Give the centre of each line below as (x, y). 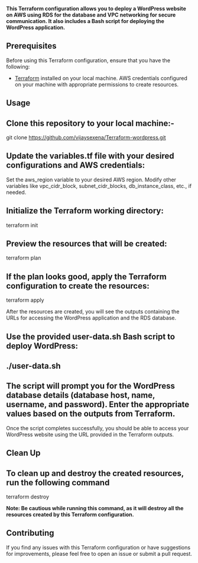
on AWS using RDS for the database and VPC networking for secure (91, 15)
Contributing (30, 533)
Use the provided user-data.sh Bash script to (91, 336)
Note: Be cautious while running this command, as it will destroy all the (95, 508)
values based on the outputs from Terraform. (91, 414)
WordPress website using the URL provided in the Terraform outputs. (90, 434)
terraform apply (25, 300)
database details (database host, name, (81, 396)
